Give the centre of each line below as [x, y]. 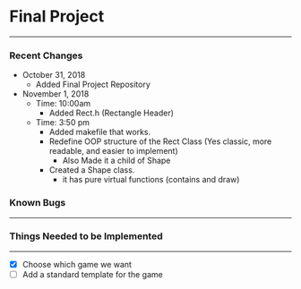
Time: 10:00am [63, 104]
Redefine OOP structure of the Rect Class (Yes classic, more [160, 141]
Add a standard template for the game [92, 274]
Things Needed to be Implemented [86, 236]
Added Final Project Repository [93, 85]
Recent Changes [46, 55]
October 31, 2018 [54, 75]
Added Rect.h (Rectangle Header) [112, 113]
